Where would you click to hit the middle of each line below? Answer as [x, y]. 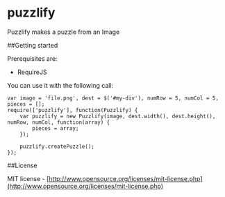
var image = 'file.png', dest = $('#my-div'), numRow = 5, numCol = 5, [113, 98]
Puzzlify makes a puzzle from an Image [64, 32]
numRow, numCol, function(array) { [59, 122]
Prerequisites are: [32, 58]
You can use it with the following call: [60, 85]
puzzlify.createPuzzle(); [57, 147]
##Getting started [33, 45]
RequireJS [32, 72]
